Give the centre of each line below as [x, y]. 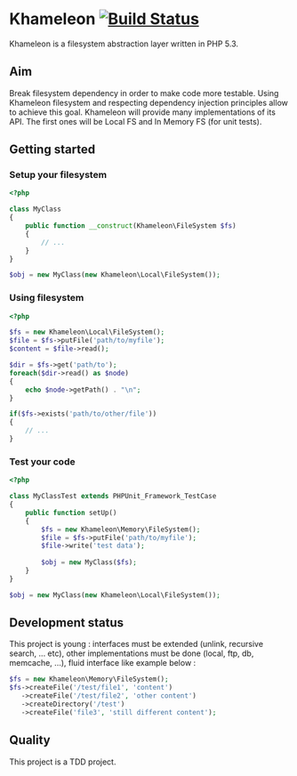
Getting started [52, 150]
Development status [67, 623]
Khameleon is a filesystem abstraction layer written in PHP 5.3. [124, 44]
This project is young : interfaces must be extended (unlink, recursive [136, 644]
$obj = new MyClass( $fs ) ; [89, 562]
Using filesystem [47, 298]
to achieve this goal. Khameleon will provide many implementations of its [142, 112]
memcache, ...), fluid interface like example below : [103, 663]
